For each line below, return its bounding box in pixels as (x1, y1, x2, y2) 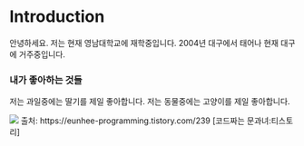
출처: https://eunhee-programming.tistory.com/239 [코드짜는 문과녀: (20, 115, 272, 126)
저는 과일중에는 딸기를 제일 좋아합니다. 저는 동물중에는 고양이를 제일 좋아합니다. (9, 96, 290, 107)
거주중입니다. (18, 48, 66, 60)
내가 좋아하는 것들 (9, 73, 83, 86)
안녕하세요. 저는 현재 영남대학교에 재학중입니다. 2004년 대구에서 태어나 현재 (9, 37, 279, 48)
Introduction (9, 6, 105, 27)
